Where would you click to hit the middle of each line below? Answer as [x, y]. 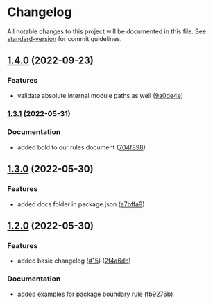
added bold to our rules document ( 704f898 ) [81, 147]
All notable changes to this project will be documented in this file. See [107, 31]
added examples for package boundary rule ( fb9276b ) [95, 294]
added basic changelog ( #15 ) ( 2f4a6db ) [74, 261]
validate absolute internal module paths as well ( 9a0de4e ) [100, 95]
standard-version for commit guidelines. [65, 38]
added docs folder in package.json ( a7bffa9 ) [81, 204]
